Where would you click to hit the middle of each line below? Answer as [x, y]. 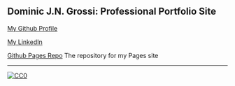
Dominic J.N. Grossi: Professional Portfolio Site [112, 12]
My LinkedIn [25, 42]
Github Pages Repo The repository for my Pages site [83, 55]
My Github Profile [33, 28]
